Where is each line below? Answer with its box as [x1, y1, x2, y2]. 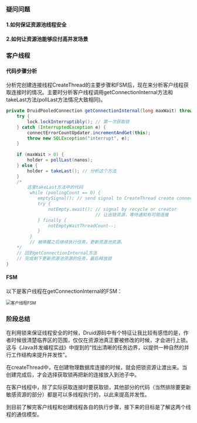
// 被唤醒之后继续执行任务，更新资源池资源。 [29, 239, 125, 245]
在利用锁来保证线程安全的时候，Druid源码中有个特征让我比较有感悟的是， [6, 329, 184, 337]
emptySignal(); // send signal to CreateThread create [37, 195, 175, 201]
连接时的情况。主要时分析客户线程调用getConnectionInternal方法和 [11, 89, 173, 96]
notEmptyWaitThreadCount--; [47, 222, 117, 229]
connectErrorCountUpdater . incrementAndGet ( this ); [27, 129, 151, 136]
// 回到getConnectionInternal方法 [16, 250, 98, 256]
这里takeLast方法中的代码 [27, 184, 83, 191]
